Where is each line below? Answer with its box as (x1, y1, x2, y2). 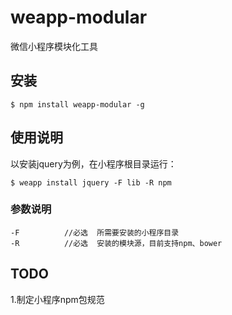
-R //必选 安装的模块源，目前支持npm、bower (10, 238, 223, 248)
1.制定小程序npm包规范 (10, 293, 105, 305)
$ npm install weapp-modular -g (10, 99, 145, 110)
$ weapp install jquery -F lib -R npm (10, 177, 172, 188)
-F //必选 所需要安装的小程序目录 (10, 227, 180, 238)
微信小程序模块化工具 (10, 40, 98, 52)
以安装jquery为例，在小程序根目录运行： (10, 157, 177, 170)
